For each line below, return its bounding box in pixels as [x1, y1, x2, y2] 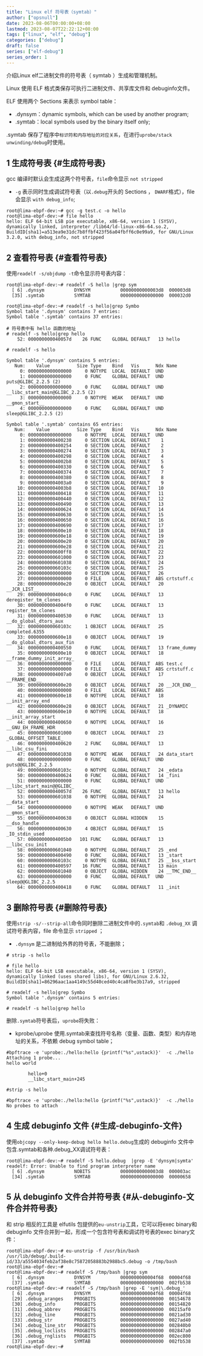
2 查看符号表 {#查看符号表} [6, 252, 108, 263]
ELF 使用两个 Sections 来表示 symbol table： [6, 97, 118, 105]
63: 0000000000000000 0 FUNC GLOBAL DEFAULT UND [17, 874, 164, 880]
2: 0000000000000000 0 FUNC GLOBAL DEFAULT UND [19, 384, 164, 390]
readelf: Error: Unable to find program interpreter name [6, 1163, 156, 1169]
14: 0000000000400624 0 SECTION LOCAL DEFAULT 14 [17, 507, 164, 513]
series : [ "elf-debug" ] [6, 49, 64, 55]
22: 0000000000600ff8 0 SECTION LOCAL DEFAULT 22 [17, 549, 164, 555]
